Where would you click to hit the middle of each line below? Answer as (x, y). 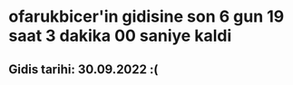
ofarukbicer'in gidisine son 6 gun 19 (146, 17)
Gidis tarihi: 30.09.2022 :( (83, 69)
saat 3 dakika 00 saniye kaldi (120, 36)
